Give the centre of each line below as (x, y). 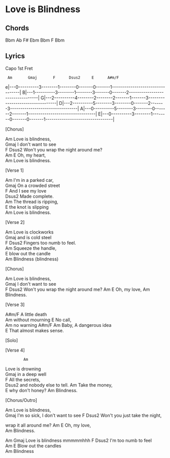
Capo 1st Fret (19, 68)
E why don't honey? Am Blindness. (41, 390)
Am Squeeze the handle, (31, 248)
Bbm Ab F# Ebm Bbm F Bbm (35, 40)
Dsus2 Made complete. (30, 196)
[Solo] (12, 340)
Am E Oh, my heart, (26, 155)
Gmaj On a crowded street (33, 185)
